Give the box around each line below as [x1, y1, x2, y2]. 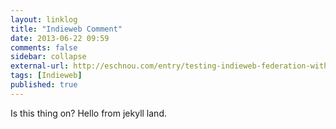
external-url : [10, 61, 70, 71]
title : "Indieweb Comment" [10, 24, 123, 34]
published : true [10, 80, 78, 90]
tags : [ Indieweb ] [10, 71, 83, 81]
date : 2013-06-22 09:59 [10, 33, 110, 43]
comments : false [10, 42, 78, 53]
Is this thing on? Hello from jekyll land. [10, 107, 167, 119]
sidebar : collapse [10, 52, 87, 62]
